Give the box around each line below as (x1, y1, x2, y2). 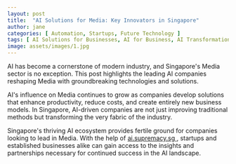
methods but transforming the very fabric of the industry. (7, 113, 173, 121)
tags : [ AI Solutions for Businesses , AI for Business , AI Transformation (7, 36, 231, 43)
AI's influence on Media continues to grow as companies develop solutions (7, 90, 225, 99)
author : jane (7, 23, 46, 30)
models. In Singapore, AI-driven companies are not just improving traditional (7, 106, 228, 114)
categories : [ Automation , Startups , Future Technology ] (7, 29, 181, 37)
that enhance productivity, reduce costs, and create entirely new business (7, 98, 222, 106)
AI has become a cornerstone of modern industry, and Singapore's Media (7, 62, 220, 70)
